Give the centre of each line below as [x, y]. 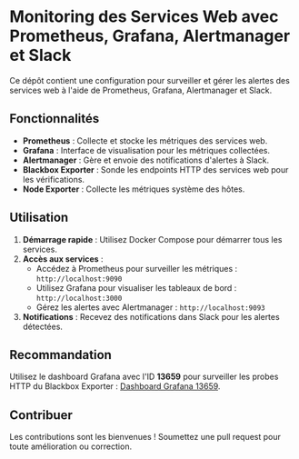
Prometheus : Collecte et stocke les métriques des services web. [145, 140]
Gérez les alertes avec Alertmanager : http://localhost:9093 [150, 307]
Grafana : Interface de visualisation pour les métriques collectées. [146, 150]
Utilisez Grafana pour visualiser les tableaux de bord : [136, 287]
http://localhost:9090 [79, 279]
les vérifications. [53, 179]
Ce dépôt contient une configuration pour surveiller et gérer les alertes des [150, 80]
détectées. [43, 326]
